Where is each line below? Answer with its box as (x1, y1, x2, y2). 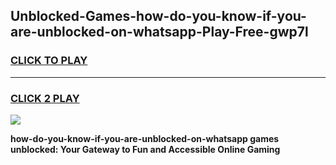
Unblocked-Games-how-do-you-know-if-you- (10, 8, 307, 25)
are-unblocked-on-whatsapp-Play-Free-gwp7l (10, 24, 309, 41)
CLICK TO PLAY (10, 54, 88, 68)
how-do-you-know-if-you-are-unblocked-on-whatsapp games (10, 132, 280, 144)
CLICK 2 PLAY (10, 91, 80, 105)
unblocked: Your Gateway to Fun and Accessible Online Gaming (10, 143, 281, 155)
